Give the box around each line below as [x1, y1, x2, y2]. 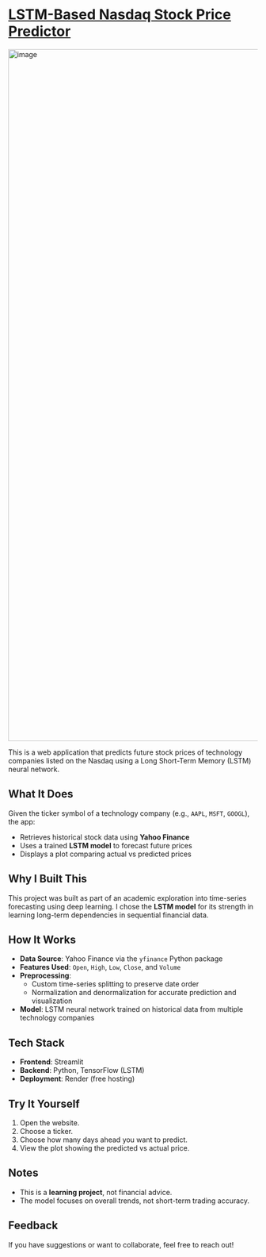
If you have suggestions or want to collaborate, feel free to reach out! [8, 1240, 234, 1249]
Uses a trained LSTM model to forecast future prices [19, 840, 192, 850]
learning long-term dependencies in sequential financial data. [8, 910, 209, 920]
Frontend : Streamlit [19, 1057, 84, 1067]
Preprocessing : [19, 971, 71, 981]
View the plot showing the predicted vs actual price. [19, 1144, 190, 1152]
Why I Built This [8, 872, 87, 886]
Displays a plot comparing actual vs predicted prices [19, 849, 192, 859]
